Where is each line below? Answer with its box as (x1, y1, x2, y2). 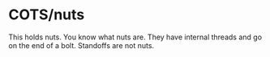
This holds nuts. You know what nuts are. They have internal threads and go (8, 32, 262, 42)
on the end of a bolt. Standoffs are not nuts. (8, 40, 155, 50)
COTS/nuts (8, 6, 85, 24)
